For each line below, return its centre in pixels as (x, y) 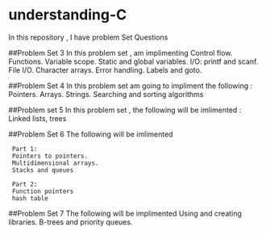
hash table (30, 198)
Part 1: (25, 149)
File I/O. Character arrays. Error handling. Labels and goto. (105, 69)
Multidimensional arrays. (55, 163)
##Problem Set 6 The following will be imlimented (91, 134)
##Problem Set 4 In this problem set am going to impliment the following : (130, 86)
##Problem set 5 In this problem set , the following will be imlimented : (125, 110)
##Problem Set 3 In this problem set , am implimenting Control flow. (121, 52)
